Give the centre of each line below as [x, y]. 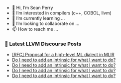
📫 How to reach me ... [35, 29]
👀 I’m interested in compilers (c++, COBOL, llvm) [61, 13]
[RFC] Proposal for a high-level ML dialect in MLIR [63, 55]
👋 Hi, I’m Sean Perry [32, 8]
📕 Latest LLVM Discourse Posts [43, 44]
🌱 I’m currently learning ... [38, 18]
